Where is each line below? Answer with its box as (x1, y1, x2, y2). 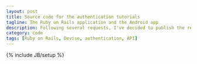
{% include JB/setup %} (6, 52, 64, 58)
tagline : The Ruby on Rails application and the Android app (6, 19, 159, 25)
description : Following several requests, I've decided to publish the (6, 24, 185, 31)
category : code (6, 30, 43, 36)
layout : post (6, 8, 38, 15)
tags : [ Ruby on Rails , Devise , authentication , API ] (6, 35, 138, 41)
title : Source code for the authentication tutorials (6, 14, 141, 20)
